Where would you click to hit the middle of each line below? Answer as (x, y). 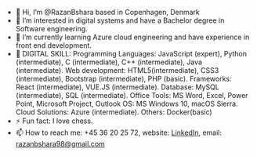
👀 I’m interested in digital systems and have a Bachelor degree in (120, 20)
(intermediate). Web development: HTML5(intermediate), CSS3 (117, 70)
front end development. (54, 45)
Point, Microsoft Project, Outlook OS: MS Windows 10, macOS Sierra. (127, 103)
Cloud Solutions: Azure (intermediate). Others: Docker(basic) (114, 112)
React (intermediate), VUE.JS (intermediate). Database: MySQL (117, 87)
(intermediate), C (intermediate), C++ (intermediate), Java (109, 62)
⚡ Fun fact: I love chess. (54, 121)
